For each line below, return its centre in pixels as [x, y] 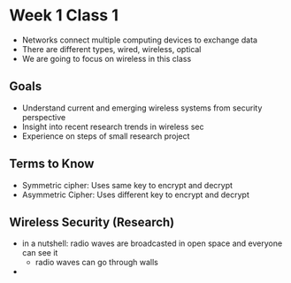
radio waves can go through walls [97, 263]
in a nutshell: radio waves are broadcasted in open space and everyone [152, 243]
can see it [40, 253]
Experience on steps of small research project [106, 136]
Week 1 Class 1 [64, 15]
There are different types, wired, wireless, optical [111, 49]
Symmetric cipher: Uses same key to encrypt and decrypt [127, 185]
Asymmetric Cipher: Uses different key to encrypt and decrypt [136, 195]
